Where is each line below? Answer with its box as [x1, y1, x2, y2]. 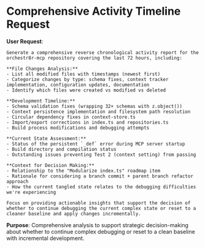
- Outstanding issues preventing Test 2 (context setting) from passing [6, 152, 196, 158]
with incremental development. [6, 234, 85, 242]
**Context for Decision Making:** [6, 162, 95, 168]
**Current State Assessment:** [6, 135, 87, 142]
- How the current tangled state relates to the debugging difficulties [6, 184, 196, 190]
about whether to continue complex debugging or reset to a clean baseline [6, 228, 195, 235]
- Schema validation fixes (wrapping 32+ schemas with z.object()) [6, 103, 183, 109]
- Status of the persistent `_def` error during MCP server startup [6, 141, 185, 147]
